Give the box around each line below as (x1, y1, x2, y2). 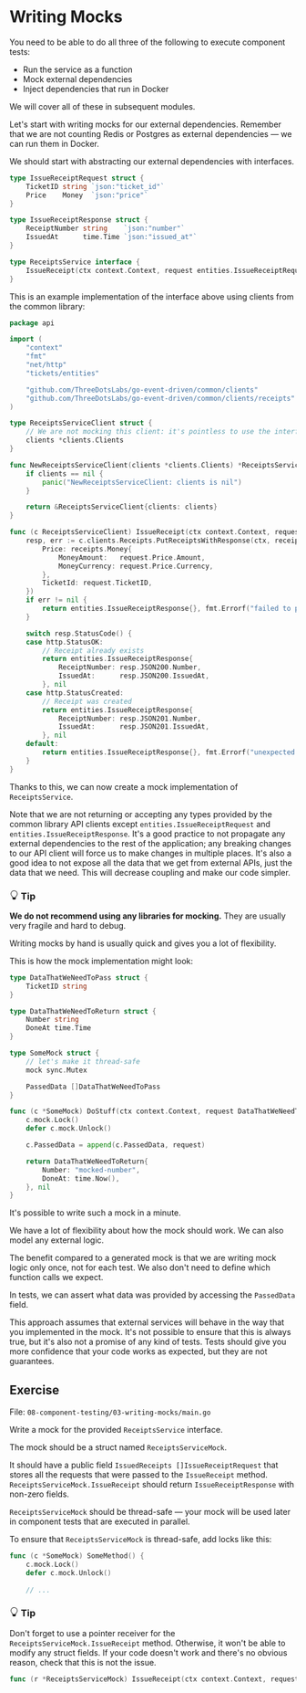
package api (9, 318, 55, 328)
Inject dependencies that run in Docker (22, 83, 169, 94)
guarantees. (9, 1356, 55, 1367)
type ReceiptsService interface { (9, 258, 141, 267)
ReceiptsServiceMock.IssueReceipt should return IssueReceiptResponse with (9, 1479, 294, 1490)
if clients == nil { (25, 468, 104, 478)
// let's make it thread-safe (25, 1057, 141, 1066)
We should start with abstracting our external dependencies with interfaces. (9, 155, 294, 166)
